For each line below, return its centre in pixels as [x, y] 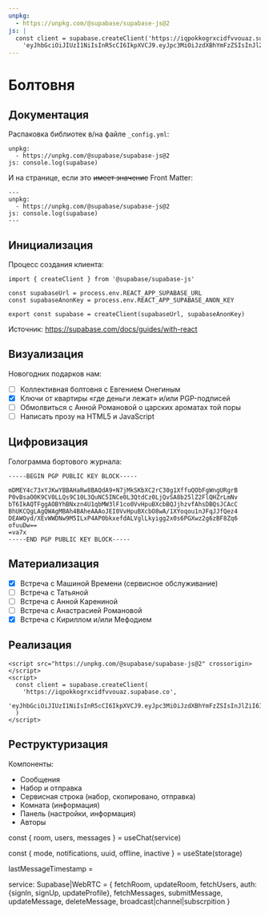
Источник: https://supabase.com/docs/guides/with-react [103, 329]
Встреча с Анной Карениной [69, 601]
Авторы [33, 822]
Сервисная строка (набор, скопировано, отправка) [108, 796]
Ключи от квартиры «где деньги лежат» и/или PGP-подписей [125, 398]
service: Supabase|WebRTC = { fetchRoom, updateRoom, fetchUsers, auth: [133, 884]
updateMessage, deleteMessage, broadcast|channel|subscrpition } [119, 901]
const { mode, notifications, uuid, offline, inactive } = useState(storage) [125, 853]
